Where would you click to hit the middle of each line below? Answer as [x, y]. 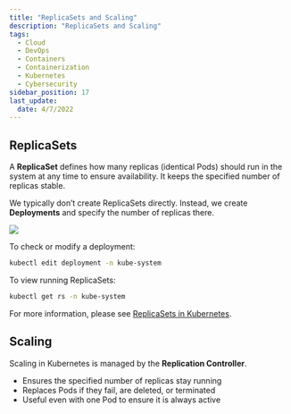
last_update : [33, 101]
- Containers [42, 59]
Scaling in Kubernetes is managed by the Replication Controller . [128, 363]
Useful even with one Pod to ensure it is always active [121, 400]
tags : [19, 34]
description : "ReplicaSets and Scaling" [86, 26]
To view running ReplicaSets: [62, 280]
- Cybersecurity [47, 84]
